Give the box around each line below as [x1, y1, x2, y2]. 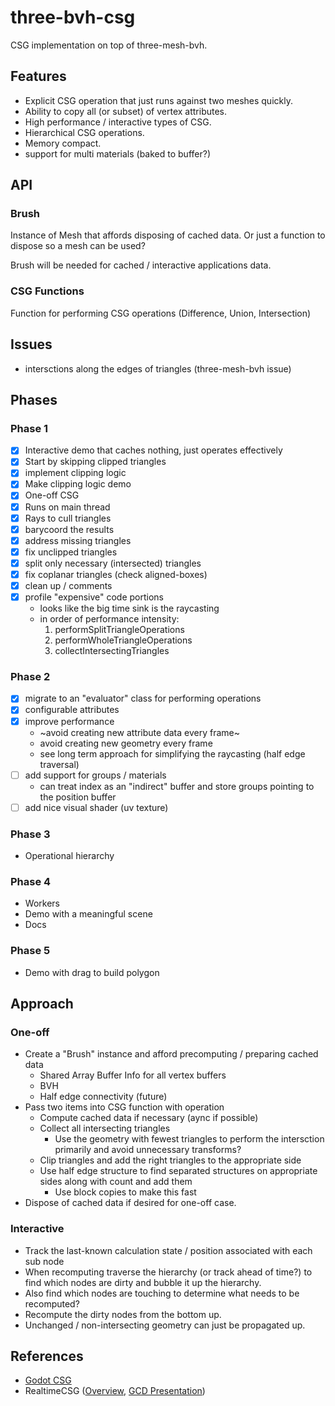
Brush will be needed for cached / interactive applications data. [10, 259, 272, 271]
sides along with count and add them [39, 1176, 193, 1188]
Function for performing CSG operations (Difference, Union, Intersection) [10, 307, 312, 319]
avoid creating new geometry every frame [39, 737, 213, 749]
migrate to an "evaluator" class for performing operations [24, 692, 262, 705]
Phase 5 [10, 944, 51, 958]
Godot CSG [24, 1374, 72, 1386]
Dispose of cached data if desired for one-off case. [24, 1197, 237, 1209]
